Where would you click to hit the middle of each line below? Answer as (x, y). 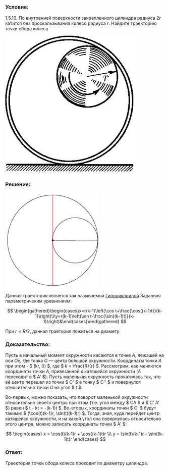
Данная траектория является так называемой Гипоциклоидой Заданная (83, 295)
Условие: (17, 7)
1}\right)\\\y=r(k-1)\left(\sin (62, 316)
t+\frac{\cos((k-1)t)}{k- (139, 310)
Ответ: (14, 452)
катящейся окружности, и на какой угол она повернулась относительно (83, 418)
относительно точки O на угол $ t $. (44, 387)
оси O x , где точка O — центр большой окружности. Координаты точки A (83, 360)
